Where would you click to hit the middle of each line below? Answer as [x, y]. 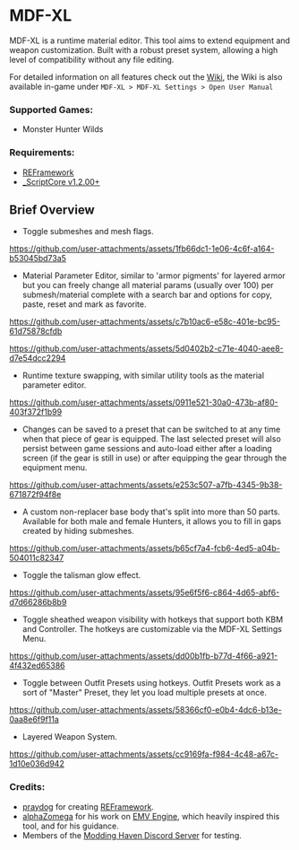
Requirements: [42, 153]
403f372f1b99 [36, 412]
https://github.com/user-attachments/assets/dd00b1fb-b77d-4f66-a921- [144, 656]
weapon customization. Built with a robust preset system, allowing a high [144, 49]
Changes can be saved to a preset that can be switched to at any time [151, 429]
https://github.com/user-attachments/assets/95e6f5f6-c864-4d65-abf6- [145, 592]
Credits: [27, 787]
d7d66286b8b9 [38, 602]
